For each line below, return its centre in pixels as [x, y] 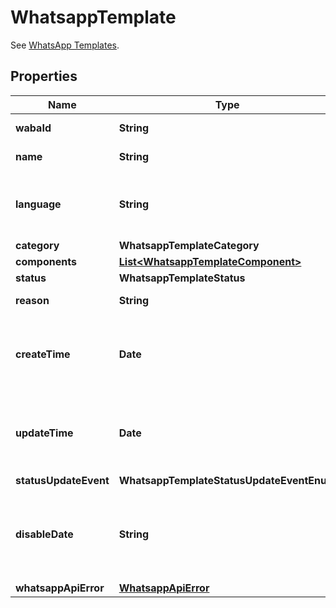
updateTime [44, 433]
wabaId [33, 128]
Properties [44, 76]
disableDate [44, 534]
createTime [43, 354]
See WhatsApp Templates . [65, 45]
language [38, 204]
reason [32, 300]
